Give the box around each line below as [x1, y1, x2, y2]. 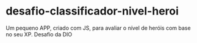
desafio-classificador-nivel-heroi [5, 4, 179, 18]
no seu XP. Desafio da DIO [5, 30, 73, 38]
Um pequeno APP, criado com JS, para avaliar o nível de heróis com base [5, 24, 191, 31]
